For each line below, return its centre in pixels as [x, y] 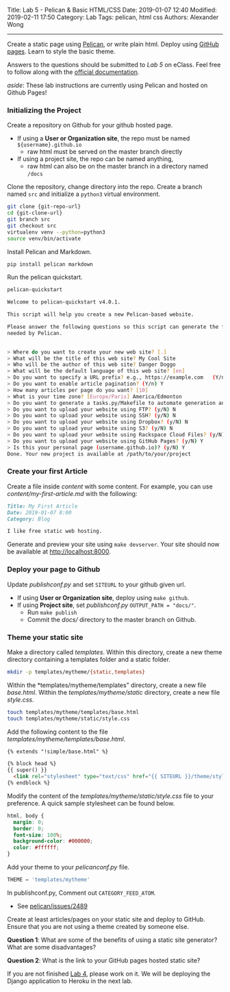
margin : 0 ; [29, 822]
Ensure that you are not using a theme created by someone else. [98, 926]
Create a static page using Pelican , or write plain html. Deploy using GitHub [113, 44]
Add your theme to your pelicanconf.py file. [68, 867]
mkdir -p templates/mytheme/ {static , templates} [76, 672]
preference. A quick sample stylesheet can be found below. [91, 803]
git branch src [29, 220]
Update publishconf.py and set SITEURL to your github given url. [97, 584]
